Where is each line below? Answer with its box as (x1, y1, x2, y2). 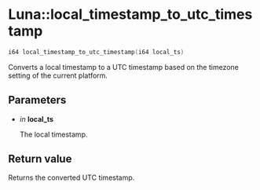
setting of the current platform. (8, 71, 108, 80)
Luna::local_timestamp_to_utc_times (8, 5, 253, 24)
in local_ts (19, 114, 53, 123)
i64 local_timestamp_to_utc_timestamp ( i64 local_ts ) (8, 48, 185, 56)
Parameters (8, 93, 67, 107)
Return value (8, 152, 72, 166)
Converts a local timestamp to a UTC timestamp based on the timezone (8, 62, 240, 71)
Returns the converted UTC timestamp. (8, 173, 135, 182)
